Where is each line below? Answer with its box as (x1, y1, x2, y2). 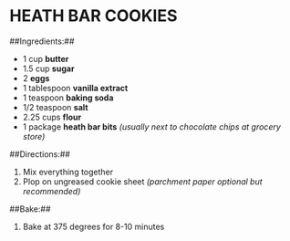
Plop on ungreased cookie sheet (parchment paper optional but (22, 175, 263, 187)
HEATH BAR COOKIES (9, 5, 178, 26)
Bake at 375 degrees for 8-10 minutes (22, 221, 165, 232)
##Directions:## (9, 148, 71, 160)
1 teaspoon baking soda (22, 92, 114, 103)
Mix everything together (22, 166, 114, 177)
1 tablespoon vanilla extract (22, 82, 129, 93)
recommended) (22, 185, 81, 196)
